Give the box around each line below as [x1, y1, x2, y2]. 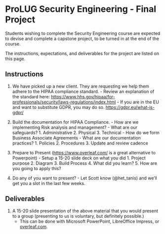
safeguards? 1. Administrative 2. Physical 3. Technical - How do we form [12, 130, 160, 136]
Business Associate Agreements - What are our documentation [12, 135, 141, 140]
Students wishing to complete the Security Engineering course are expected [5, 30, 161, 36]
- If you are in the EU [117, 99, 159, 105]
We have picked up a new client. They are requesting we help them [12, 83, 149, 89]
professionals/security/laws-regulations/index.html [12, 99, 116, 105]
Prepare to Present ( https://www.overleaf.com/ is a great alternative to [12, 149, 156, 155]
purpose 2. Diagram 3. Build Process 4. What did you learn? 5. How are [12, 160, 157, 166]
